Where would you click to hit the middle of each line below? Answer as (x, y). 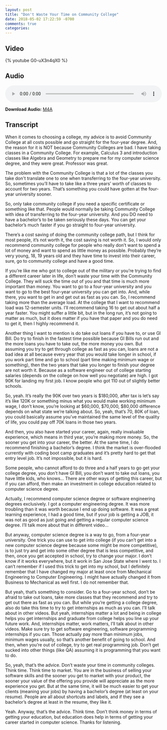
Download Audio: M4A (29, 109)
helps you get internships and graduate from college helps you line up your (82, 618)
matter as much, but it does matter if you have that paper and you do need (81, 318)
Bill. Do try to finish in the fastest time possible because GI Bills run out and (82, 338)
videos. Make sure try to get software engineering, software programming (81, 629)
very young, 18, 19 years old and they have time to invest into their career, (81, 256)
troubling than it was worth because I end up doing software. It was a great (82, 509)
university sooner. (34, 194)
